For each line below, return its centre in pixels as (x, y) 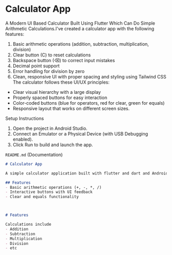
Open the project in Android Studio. (50, 128)
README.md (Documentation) (34, 154)
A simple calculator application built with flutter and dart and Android (87, 173)
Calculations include (28, 224)
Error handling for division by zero (49, 71)
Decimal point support (36, 66)
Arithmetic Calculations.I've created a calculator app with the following (80, 28)
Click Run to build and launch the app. (53, 145)
